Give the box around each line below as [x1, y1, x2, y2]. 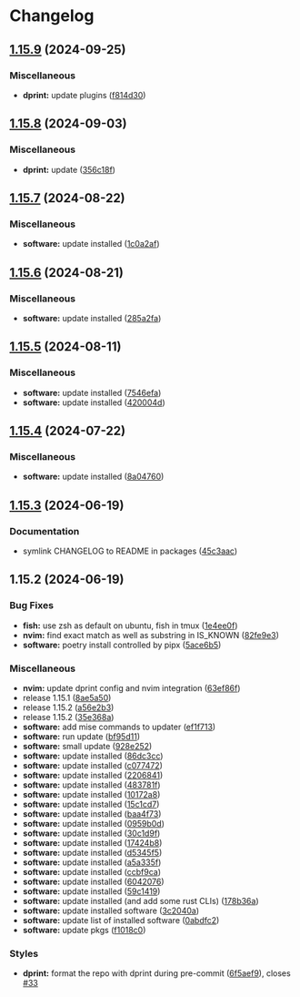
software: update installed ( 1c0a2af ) [22, 239, 160, 249]
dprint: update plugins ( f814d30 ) [22, 89, 146, 100]
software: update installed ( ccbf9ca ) [22, 866, 162, 877]
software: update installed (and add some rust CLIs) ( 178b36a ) [22, 895, 259, 906]
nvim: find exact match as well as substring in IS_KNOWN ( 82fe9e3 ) [22, 629, 280, 640]
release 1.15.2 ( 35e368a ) [22, 711, 115, 722]
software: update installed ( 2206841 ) [22, 769, 164, 780]
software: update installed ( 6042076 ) [22, 876, 165, 887]
